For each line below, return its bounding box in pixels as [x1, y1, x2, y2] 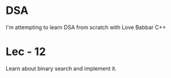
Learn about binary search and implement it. [5, 65, 117, 72]
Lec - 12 [5, 45, 46, 59]
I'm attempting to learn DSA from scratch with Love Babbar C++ [5, 24, 167, 31]
